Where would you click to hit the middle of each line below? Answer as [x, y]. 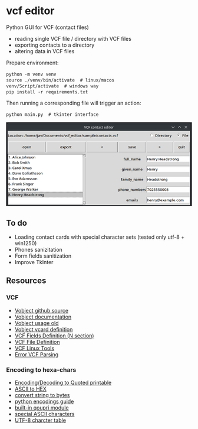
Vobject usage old [37, 323]
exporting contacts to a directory [55, 45]
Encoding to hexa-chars [41, 369]
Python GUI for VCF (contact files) [48, 27]
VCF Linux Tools [34, 348]
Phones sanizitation [39, 250]
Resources [26, 281]
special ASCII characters [44, 414]
